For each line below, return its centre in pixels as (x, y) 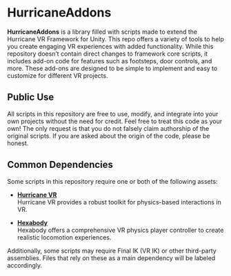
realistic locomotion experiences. (64, 237)
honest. (18, 143)
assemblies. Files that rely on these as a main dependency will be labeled (111, 258)
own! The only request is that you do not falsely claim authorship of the (108, 128)
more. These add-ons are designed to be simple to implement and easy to (112, 68)
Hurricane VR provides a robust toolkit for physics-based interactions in (119, 202)
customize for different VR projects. (58, 75)
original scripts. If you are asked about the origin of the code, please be (109, 136)
